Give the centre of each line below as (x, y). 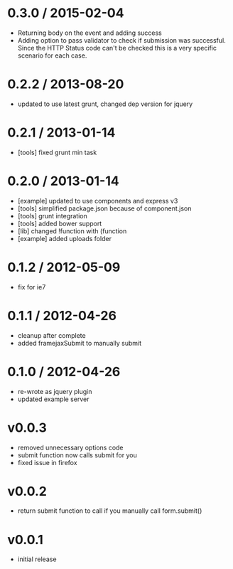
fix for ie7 (32, 287)
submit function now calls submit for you (77, 455)
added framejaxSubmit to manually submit (80, 343)
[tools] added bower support (60, 223)
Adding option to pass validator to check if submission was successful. (121, 40)
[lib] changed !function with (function (72, 231)
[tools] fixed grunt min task (57, 152)
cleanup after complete (52, 335)
